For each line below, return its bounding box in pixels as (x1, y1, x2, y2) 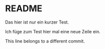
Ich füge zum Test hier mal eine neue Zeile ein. (5, 28, 101, 34)
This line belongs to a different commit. (5, 38, 85, 44)
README (5, 3, 43, 14)
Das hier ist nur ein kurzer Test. (5, 19, 69, 25)
